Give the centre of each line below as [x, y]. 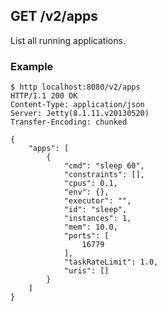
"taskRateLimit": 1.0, [111, 262]
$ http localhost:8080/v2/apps [75, 87]
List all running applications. [68, 40]
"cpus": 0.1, [90, 184]
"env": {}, [86, 192]
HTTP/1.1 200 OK [44, 96]
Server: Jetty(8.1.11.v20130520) [80, 114]
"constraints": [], [104, 175]
